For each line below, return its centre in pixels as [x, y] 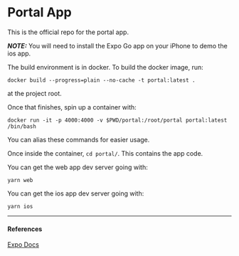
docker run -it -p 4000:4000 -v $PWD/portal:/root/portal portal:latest [117, 120]
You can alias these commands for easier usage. [79, 139]
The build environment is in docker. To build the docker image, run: [106, 67]
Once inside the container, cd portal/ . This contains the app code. [105, 153]
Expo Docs [23, 245]
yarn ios [20, 206]
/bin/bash [22, 126]
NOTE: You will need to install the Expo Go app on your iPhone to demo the [117, 46]
